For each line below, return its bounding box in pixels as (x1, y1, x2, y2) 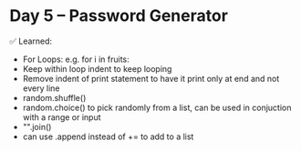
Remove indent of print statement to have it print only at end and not (22, 73, 280, 84)
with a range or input (22, 111, 102, 123)
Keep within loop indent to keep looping (22, 63, 172, 74)
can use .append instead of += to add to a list (22, 131, 194, 142)
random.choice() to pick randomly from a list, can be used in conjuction (22, 102, 292, 113)
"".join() (22, 121, 52, 132)
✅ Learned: (9, 35, 53, 46)
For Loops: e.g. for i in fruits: (22, 54, 130, 65)
